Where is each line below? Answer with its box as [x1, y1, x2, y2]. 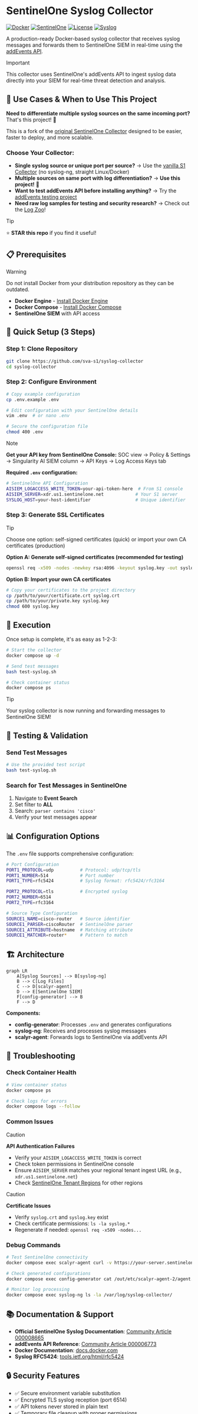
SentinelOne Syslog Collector [6, 4, 154, 18]
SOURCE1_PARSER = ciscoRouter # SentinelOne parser [6, 921, 133, 927]
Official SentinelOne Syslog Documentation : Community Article [14, 1328, 172, 1335]
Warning [6, 268, 27, 275]
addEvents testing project [14, 193, 77, 201]
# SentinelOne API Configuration [6, 480, 88, 486]
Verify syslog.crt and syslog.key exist [14, 1213, 109, 1221]
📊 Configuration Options [6, 831, 100, 841]
